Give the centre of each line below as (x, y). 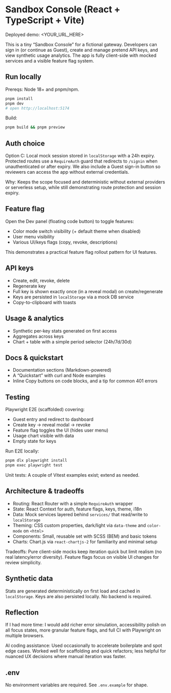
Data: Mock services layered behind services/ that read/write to (80, 514)
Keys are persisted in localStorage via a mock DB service (73, 297)
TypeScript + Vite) (45, 20)
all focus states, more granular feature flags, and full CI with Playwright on (83, 630)
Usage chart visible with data (43, 436)
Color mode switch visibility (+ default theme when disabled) (77, 231)
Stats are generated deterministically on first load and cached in (73, 591)
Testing (18, 397)
